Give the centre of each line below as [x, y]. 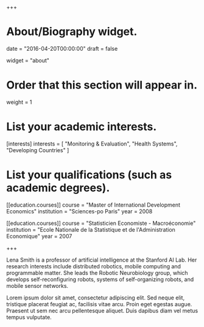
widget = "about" [28, 60]
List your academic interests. [82, 127]
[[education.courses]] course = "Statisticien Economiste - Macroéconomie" [101, 223]
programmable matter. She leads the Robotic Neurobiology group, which [97, 273]
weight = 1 [19, 102]
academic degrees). [58, 188]
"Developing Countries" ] [38, 150]
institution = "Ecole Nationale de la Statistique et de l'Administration [91, 229]
